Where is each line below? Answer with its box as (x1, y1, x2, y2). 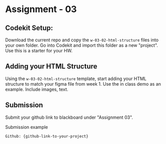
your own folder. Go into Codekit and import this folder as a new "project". (5, 42, 158, 48)
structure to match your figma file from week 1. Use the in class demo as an (5, 81, 161, 87)
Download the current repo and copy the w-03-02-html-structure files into (5, 37, 159, 43)
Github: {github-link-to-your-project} (5, 133, 89, 139)
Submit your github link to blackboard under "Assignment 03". (5, 114, 133, 120)
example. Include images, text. (5, 86, 69, 92)
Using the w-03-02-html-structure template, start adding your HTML (5, 76, 147, 82)
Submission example (5, 124, 49, 130)
